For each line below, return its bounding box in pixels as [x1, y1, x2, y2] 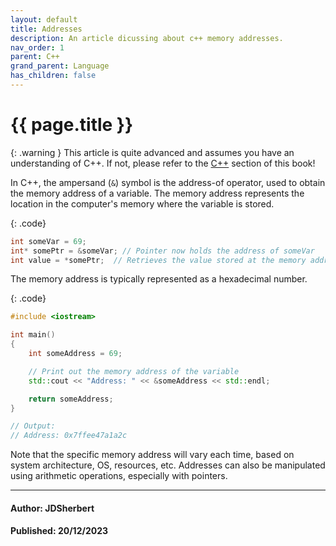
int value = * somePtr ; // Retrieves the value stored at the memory [10, 255, 307, 265]
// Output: [10, 421, 56, 431]
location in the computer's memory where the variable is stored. [10, 197, 275, 210]
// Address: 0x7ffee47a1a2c [10, 431, 128, 441]
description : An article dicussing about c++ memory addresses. [10, 33, 284, 43]
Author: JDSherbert [10, 502, 95, 514]
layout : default [10, 14, 78, 25]
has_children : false [10, 71, 97, 81]
